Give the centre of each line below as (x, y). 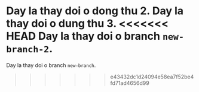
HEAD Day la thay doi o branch (83, 36)
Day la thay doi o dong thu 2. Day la (95, 11)
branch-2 (28, 50)
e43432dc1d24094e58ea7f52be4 (152, 77)
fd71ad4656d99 (130, 83)
